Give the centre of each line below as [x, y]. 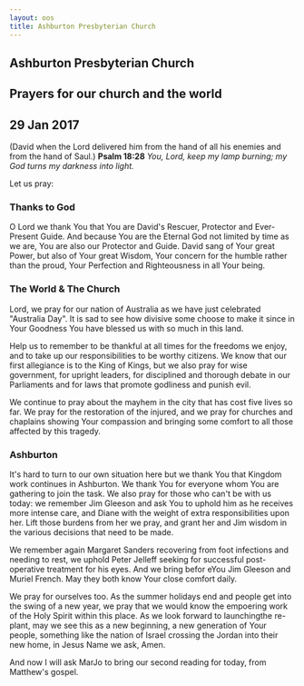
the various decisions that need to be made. [92, 532]
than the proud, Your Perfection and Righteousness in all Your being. [137, 265]
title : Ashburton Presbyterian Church [83, 26]
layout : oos [32, 18]
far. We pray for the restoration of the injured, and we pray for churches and [151, 412]
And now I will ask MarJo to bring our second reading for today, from [138, 662]
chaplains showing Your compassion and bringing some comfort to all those [151, 421]
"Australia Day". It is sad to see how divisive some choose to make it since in [152, 318]
